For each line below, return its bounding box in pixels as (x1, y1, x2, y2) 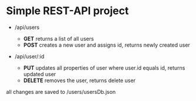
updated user (23, 70, 57, 77)
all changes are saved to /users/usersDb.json (6, 88, 116, 95)
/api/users (14, 24, 40, 31)
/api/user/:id (14, 53, 45, 60)
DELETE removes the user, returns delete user (23, 77, 136, 84)
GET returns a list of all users (23, 35, 94, 42)
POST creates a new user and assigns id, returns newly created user (23, 41, 190, 48)
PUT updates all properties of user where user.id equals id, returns (23, 64, 185, 71)
